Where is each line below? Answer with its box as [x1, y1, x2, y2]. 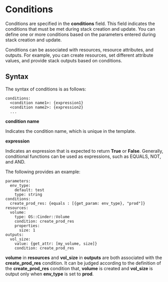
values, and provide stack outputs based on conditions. [5, 57, 122, 63]
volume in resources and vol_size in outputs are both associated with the [5, 254, 162, 261]
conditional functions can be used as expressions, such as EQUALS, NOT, [5, 153, 161, 159]
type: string [14, 192, 43, 197]
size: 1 [18, 227, 36, 233]
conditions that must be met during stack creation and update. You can [5, 26, 155, 32]
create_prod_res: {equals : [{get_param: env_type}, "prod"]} [10, 201, 145, 206]
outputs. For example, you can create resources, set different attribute [5, 52, 154, 58]
